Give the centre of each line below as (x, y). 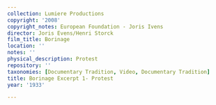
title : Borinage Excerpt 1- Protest (60, 78)
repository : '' (29, 65)
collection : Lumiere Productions (56, 14)
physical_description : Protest (53, 59)
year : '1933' (26, 85)
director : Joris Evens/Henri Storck (60, 33)
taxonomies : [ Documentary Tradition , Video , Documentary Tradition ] (109, 72)
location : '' (26, 46)
